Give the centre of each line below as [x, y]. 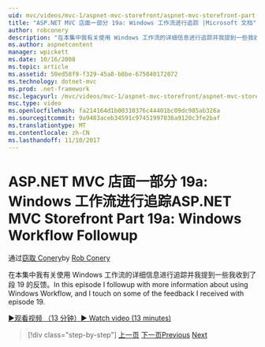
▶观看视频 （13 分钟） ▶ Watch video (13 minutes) [90, 318]
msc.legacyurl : [33, 96]
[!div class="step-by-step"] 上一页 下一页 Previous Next [117, 335]
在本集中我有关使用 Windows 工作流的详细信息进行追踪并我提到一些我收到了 [132, 275]
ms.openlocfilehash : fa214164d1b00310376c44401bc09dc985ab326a [114, 111]
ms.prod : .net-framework [49, 89]
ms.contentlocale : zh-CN [49, 132]
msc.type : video [35, 103]
